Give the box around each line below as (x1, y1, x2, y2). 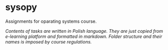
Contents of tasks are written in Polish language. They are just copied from (5, 28, 163, 34)
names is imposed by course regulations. (5, 38, 92, 44)
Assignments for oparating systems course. (5, 18, 97, 24)
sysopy (5, 2, 37, 13)
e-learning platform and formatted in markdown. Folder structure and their (5, 33, 162, 39)
